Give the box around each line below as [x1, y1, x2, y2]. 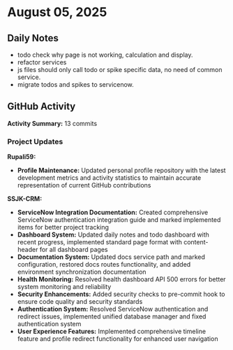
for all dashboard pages [39, 246, 108, 254]
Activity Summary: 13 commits [7, 119, 98, 127]
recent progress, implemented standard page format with [17, 238, 183, 246]
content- [183, 238, 209, 246]
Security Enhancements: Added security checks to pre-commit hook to [17, 290, 225, 298]
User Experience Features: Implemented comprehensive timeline [17, 327, 206, 336]
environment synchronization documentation [17, 267, 146, 276]
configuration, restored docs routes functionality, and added [17, 260, 191, 269]
